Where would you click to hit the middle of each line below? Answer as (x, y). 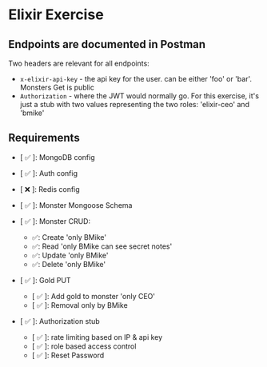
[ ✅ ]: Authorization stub (60, 321)
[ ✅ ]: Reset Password (68, 355)
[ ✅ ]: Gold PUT (45, 280)
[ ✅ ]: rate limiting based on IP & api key (97, 337)
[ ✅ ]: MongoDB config (58, 157)
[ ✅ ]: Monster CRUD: (55, 221)
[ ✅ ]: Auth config (49, 173)
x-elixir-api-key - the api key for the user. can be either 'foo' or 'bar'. (136, 79)
